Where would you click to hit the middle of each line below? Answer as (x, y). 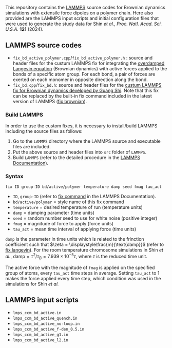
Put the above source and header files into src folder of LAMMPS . (80, 152)
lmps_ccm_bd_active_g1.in (40, 335)
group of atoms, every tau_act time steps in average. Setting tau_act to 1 (82, 273)
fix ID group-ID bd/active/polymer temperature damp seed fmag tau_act (83, 187)
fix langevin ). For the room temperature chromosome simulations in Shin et (84, 250)
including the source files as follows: (44, 131)
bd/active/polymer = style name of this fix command (68, 202)
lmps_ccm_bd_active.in (37, 313)
